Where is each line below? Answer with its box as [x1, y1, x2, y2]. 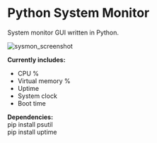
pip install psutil [7, 120, 53, 128]
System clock [17, 92, 58, 100]
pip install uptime [7, 128, 57, 136]
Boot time [17, 99, 46, 107]
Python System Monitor [7, 5, 150, 21]
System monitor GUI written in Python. [7, 28, 119, 37]
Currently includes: [7, 55, 66, 64]
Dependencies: [7, 113, 54, 121]
